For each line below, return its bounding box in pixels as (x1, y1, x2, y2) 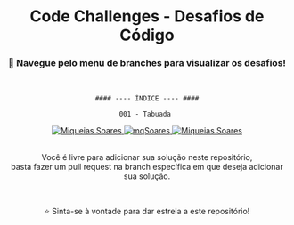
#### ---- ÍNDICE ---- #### (94, 94, 200, 103)
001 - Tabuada (118, 109, 171, 119)
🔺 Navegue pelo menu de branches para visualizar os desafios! (7, 57, 287, 69)
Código (119, 25, 175, 45)
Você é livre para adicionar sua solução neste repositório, (41, 152, 253, 163)
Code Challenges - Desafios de (29, 6, 265, 27)
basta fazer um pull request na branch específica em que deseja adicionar (10, 162, 284, 173)
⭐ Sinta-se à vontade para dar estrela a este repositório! (44, 206, 250, 217)
